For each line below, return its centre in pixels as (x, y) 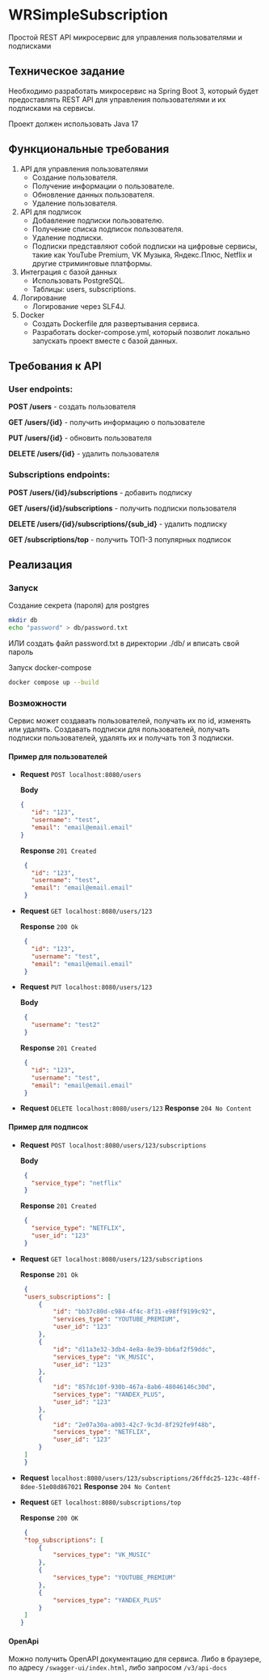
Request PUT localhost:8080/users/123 (86, 987)
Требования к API (55, 366)
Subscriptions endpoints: (59, 475)
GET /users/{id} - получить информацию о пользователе (107, 422)
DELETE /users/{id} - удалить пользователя (84, 454)
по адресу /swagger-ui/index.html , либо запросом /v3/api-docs (118, 1668)
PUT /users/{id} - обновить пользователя (80, 438)
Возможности (38, 703)
